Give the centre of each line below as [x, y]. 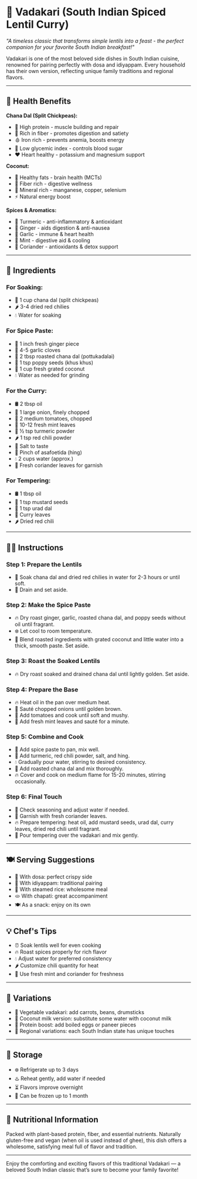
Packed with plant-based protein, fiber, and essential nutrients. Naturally [94, 1134]
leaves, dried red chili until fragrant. [57, 829]
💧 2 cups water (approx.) [44, 459]
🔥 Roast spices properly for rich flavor [61, 952]
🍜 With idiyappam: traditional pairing [58, 883]
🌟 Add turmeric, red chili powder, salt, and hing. [72, 756]
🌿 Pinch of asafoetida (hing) [48, 452]
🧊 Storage [24, 1055]
